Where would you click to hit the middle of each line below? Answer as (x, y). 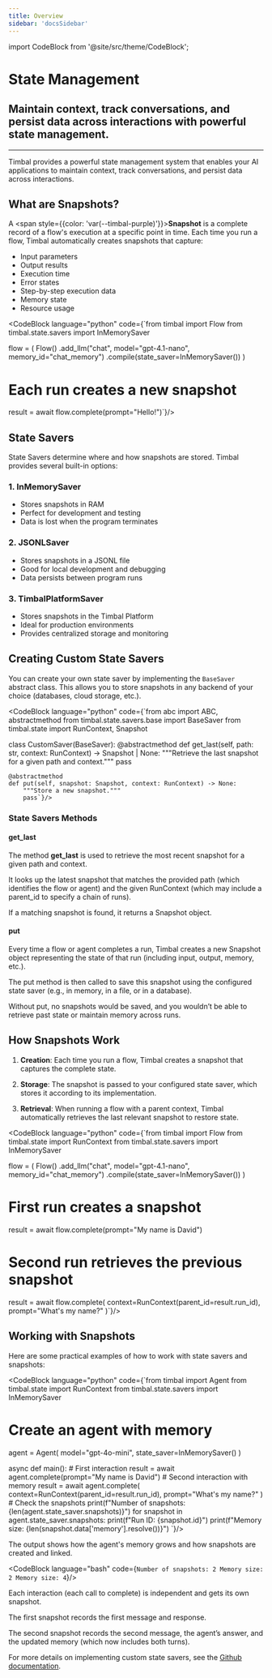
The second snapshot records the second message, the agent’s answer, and (136, 1633)
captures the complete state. (68, 1068)
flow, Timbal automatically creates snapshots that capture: (106, 241)
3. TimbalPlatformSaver (56, 598)
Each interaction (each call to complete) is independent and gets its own (129, 1593)
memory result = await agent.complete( (74, 1485)
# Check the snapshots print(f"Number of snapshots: (97, 1502)
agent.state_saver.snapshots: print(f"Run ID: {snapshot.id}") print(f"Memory (135, 1520)
